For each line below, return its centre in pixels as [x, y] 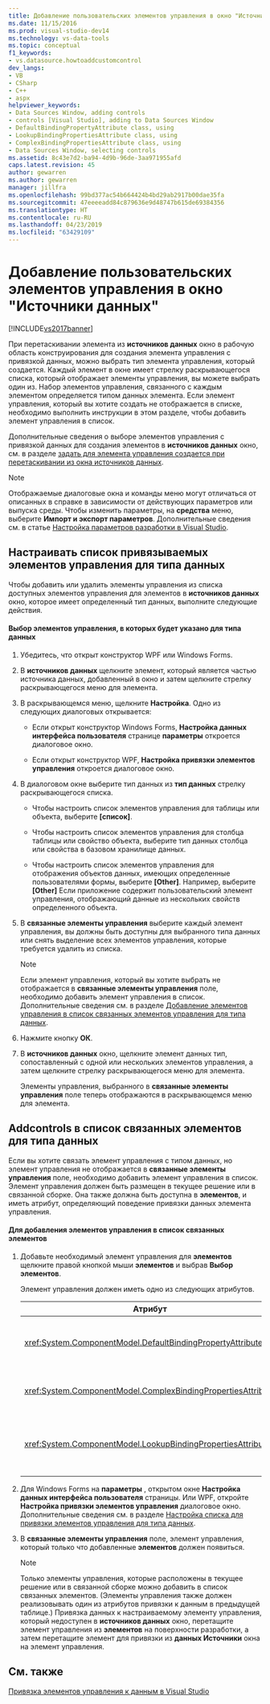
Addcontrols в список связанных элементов [125, 1128]
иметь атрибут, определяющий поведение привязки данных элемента [130, 1203]
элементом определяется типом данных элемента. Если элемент [122, 395]
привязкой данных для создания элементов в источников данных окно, [133, 445]
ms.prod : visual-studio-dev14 [59, 31]
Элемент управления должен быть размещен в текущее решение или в [132, 1186]
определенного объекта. [75, 907]
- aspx [19, 98]
